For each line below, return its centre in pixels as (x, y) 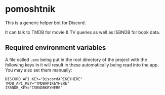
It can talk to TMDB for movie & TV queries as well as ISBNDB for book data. (83, 32)
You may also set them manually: (39, 70)
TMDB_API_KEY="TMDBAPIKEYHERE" (37, 83)
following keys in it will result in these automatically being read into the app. (82, 64)
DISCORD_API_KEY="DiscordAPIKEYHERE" (44, 79)
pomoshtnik (30, 9)
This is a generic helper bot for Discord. (46, 23)
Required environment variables (56, 48)
